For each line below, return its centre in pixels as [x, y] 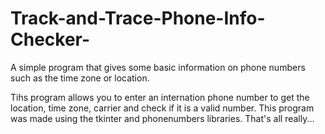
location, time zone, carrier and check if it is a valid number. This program [162, 108]
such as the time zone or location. [80, 78]
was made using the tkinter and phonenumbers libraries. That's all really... [162, 118]
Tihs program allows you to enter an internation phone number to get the [160, 97]
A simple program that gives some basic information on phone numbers [158, 67]
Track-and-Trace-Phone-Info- [138, 18]
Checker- [50, 39]
